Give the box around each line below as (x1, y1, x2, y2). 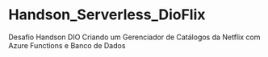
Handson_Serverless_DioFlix (8, 6, 206, 24)
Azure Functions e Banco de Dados (8, 40, 126, 50)
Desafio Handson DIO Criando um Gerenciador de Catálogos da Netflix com (8, 32, 261, 42)
